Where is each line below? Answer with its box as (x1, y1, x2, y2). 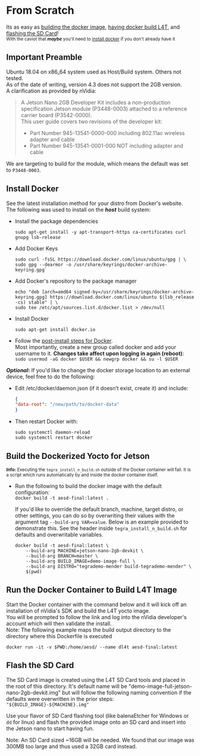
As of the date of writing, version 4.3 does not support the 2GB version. (6, 81, 182, 88)
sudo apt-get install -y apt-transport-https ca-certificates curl (14, 229, 186, 235)
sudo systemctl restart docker (14, 434, 93, 441)
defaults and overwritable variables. (14, 531, 103, 538)
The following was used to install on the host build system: (6, 206, 151, 213)
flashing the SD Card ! (6, 29, 59, 36)
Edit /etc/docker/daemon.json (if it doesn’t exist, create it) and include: (14, 384, 189, 391)
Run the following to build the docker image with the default (14, 482, 162, 489)
